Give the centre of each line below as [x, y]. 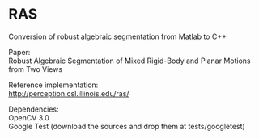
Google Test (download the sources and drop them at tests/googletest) [127, 126]
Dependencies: [34, 109]
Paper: [19, 52]
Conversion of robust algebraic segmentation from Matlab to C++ [117, 36]
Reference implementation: [53, 85]
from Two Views [36, 69]
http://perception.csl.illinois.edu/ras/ [69, 93]
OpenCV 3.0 [29, 117]
